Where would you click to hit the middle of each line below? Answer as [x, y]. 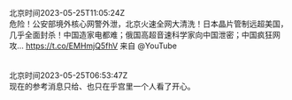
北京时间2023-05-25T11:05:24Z [67, 13]
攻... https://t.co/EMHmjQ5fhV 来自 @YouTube [93, 46]
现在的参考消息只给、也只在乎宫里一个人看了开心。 [102, 86]
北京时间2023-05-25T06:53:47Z [69, 75]
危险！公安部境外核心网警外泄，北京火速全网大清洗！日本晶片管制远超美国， [149, 24]
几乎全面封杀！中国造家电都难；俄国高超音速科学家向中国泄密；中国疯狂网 [145, 35]
